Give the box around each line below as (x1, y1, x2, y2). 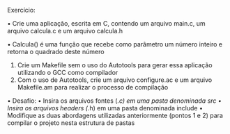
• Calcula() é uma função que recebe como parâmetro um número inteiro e (7, 40, 223, 48)
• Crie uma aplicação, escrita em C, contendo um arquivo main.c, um (7, 19, 206, 27)
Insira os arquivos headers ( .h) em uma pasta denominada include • (7, 104, 204, 112)
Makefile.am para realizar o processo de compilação (17, 83, 169, 91)
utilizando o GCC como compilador (17, 69, 118, 76)
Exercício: (7, 6, 36, 14)
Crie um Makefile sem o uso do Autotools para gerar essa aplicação (17, 61, 213, 69)
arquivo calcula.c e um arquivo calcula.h (7, 27, 123, 35)
